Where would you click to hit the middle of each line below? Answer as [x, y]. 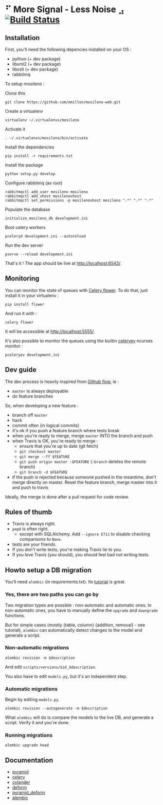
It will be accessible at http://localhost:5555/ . [50, 331]
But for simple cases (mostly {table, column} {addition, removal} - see [75, 625]
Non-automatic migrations [37, 648]
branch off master [30, 415]
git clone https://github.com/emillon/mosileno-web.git [63, 102]
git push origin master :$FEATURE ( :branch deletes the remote [83, 461]
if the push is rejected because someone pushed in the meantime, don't [84, 477]
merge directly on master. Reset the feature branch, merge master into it [84, 482]
